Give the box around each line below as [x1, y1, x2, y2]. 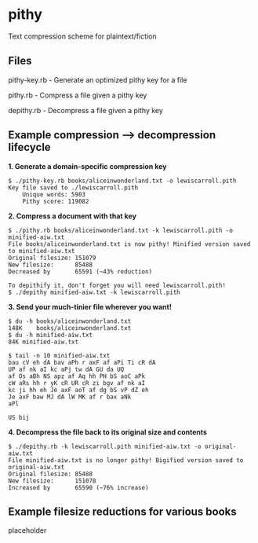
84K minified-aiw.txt [8, 338, 79, 346]
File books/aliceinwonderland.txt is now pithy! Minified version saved [8, 240, 251, 248]
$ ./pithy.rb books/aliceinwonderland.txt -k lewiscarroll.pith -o [8, 226, 234, 234]
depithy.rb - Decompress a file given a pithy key [8, 105, 163, 115]
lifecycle [8, 141, 51, 154]
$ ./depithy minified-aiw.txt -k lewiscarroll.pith [8, 288, 180, 296]
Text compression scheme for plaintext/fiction [8, 31, 157, 41]
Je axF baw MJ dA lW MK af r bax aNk [8, 393, 132, 401]
